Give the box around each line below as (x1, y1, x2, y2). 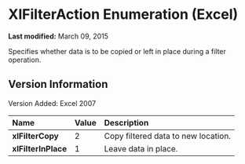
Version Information (8, 78, 108, 91)
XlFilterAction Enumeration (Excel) (8, 5, 239, 24)
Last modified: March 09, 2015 (8, 31, 108, 41)
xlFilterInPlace (12, 143, 68, 154)
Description (104, 117, 149, 128)
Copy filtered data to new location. (104, 130, 232, 141)
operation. (8, 55, 42, 64)
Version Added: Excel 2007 (8, 98, 97, 108)
